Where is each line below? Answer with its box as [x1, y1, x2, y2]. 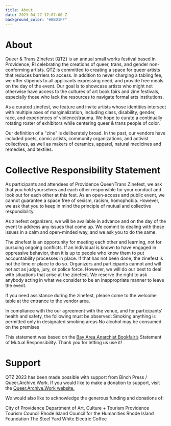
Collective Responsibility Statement [5, 164, 161, 176]
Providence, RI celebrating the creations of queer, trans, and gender [5, 61, 149, 68]
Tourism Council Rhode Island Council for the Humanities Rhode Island [5, 410, 154, 417]
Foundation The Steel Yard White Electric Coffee [5, 416, 107, 422]
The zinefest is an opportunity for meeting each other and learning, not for [5, 239, 162, 245]
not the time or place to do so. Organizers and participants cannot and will [5, 261, 161, 267]
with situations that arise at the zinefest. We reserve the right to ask [5, 272, 148, 278]
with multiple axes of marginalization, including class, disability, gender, [5, 109, 156, 116]
